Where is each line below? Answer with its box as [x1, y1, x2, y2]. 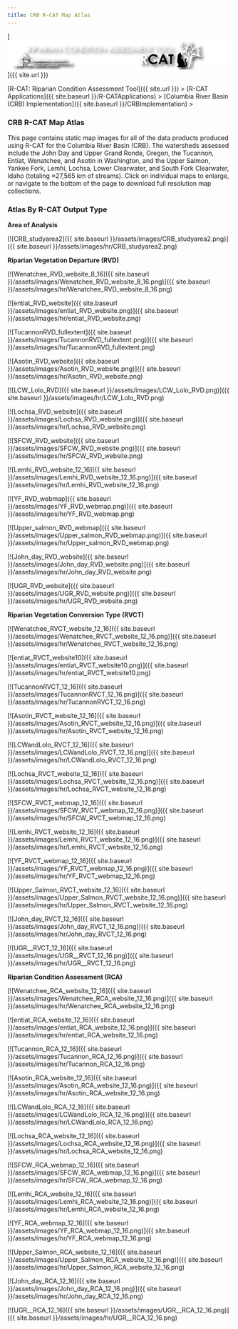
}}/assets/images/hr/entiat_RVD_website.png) [7, 314, 141, 323]
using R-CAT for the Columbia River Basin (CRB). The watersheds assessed [7, 141, 229, 150]
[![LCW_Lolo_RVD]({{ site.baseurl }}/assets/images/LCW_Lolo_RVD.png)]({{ [7, 386, 230, 394]
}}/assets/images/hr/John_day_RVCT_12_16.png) [7, 930, 148, 939]
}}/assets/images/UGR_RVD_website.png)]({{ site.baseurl [7, 589, 176, 598]
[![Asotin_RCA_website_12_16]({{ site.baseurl [7, 1074, 138, 1082]
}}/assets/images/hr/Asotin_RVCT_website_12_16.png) [7, 727, 164, 735]
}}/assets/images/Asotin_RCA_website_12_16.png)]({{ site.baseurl [7, 1081, 198, 1090]
